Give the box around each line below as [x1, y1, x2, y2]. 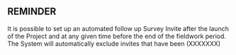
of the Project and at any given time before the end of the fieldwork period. [7, 32, 227, 40]
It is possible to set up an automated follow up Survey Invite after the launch [7, 24, 229, 32]
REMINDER [7, 6, 57, 18]
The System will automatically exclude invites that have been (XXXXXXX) [7, 39, 221, 48]
